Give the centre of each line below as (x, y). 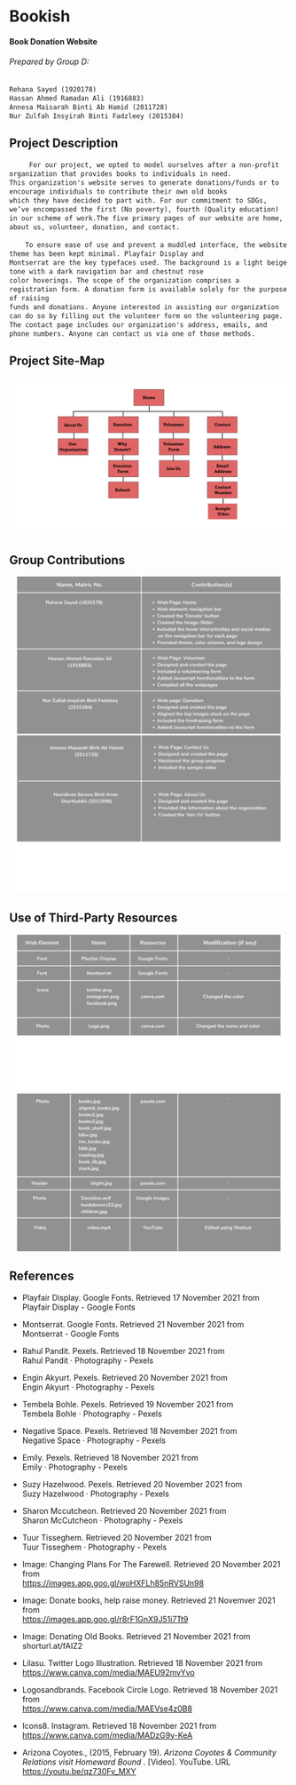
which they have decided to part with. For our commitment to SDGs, (138, 200)
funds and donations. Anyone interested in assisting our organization (144, 307)
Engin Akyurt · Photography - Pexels (88, 1387)
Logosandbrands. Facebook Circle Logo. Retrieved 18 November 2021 (150, 1689)
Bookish (40, 16)
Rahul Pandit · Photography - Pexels (87, 1360)
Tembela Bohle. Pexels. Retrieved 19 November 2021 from (128, 1404)
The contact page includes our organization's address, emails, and (138, 325)
